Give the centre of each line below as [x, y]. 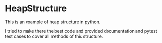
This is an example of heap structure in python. [53, 22]
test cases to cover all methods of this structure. [54, 36]
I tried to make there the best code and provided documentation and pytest [81, 31]
